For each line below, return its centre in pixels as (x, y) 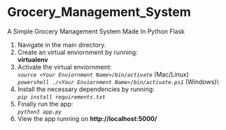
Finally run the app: (45, 104)
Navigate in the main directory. (62, 44)
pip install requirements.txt (62, 97)
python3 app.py (40, 112)
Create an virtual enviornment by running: (77, 52)
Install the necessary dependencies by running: (86, 89)
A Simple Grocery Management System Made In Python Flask (96, 31)
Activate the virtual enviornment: (64, 67)
